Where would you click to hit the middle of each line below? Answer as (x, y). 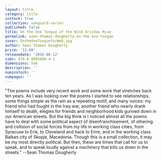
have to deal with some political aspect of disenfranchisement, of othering (79, 121)
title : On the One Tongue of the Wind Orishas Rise (58, 32)
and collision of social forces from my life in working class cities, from (74, 127)
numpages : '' (18, 77)
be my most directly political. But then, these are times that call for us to (77, 142)
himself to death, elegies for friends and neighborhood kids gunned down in (81, 111)
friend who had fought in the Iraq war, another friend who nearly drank (75, 106)
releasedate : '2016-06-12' (32, 54)
